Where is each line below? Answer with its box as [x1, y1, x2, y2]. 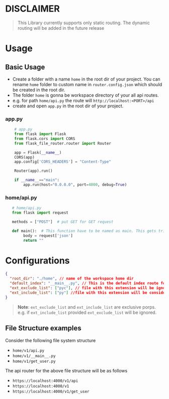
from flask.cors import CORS [14, 136, 75, 141]
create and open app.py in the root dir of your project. [12, 103, 124, 109]
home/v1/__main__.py [12, 353, 56, 358]
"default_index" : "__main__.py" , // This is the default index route [10, 281, 159, 286]
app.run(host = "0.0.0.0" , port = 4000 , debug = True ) [23, 182, 127, 187]
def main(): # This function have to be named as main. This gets [12, 228, 156, 233]
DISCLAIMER [5, 3, 60, 15]
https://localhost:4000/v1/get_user [12, 389, 90, 394]
